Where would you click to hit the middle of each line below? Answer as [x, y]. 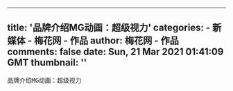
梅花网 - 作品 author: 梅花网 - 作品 [106, 41]
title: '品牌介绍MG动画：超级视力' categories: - [109, 28]
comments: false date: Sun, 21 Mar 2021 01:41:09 [115, 52]
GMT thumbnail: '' [47, 63]
